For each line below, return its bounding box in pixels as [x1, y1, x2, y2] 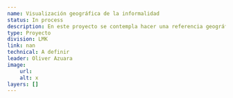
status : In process [7, 17, 64, 23]
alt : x [19, 74, 39, 81]
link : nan [7, 42, 36, 49]
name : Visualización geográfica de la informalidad [7, 10, 159, 17]
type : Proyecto [7, 29, 51, 37]
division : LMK [7, 36, 49, 43]
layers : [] [7, 81, 39, 88]
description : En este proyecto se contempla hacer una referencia [7, 23, 203, 30]
